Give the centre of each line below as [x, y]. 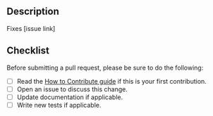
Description [33, 12]
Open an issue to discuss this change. [72, 89]
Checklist [28, 51]
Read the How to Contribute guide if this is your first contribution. [112, 81]
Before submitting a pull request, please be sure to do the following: [105, 67]
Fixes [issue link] [31, 28]
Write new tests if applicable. [59, 105]
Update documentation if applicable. [70, 97]
